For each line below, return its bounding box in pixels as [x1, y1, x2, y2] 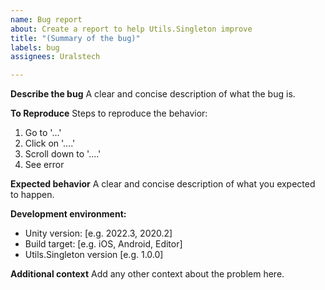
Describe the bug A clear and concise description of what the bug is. [10, 88, 296, 100]
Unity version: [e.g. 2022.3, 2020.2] [24, 227, 173, 240]
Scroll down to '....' [24, 148, 102, 160]
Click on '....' [24, 137, 76, 150]
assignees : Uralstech [10, 52, 101, 62]
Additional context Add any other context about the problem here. [10, 268, 285, 280]
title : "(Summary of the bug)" [10, 33, 141, 43]
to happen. [10, 189, 55, 201]
